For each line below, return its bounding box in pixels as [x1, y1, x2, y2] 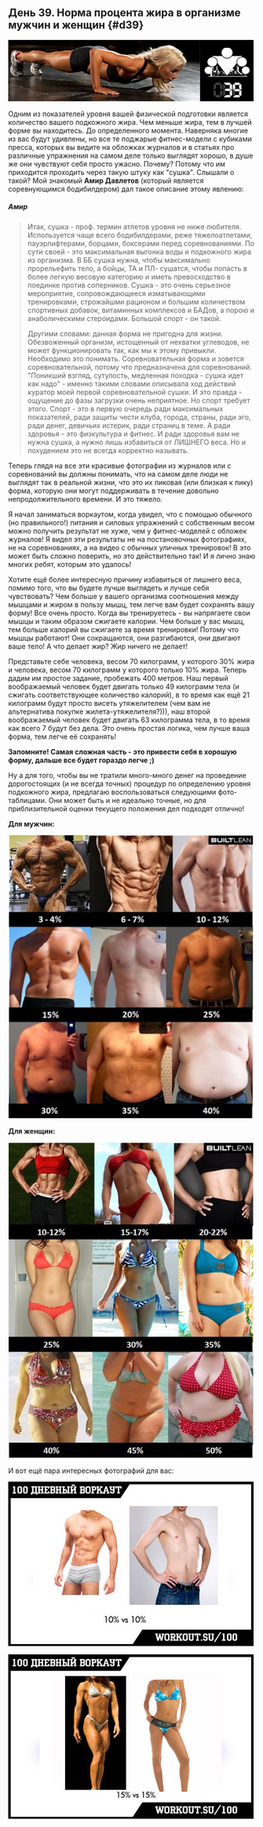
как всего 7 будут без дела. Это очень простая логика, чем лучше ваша [8, 723, 250, 733]
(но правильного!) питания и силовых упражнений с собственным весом [8, 517, 255, 527]
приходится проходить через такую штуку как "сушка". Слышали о [8, 167, 235, 177]
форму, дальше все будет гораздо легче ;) [8, 755, 155, 765]
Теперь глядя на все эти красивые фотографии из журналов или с [8, 461, 232, 470]
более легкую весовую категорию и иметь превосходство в [27, 272, 232, 281]
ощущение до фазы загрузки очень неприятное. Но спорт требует [27, 396, 250, 405]
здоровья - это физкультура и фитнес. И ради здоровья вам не [27, 429, 240, 438]
